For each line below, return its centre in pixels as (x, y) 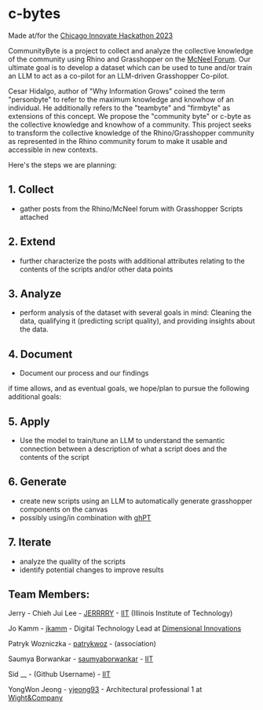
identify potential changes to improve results (91, 569)
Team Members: (49, 595)
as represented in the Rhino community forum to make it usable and (118, 141)
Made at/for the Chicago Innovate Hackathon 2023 (91, 35)
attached (34, 216)
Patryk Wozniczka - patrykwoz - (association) (82, 644)
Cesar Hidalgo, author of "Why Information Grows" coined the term (117, 91)
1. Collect (31, 190)
